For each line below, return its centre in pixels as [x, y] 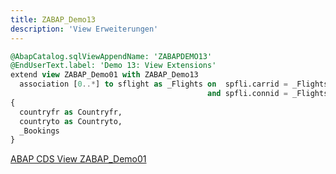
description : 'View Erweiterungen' [84, 29]
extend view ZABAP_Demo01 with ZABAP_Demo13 [104, 75]
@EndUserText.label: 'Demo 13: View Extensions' [113, 66]
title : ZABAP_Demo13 [53, 19]
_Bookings [39, 131]
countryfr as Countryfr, [71, 112]
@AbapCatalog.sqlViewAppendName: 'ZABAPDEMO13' [111, 56]
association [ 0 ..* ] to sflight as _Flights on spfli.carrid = [153, 84]
